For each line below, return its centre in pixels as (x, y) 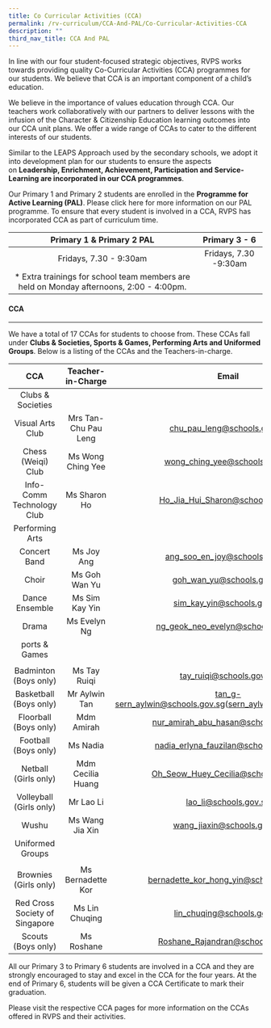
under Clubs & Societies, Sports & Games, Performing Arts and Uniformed (134, 343)
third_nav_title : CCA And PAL (59, 38)
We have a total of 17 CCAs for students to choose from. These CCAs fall (129, 334)
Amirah (86, 727)
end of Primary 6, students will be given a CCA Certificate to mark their (126, 984)
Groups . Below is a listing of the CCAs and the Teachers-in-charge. (121, 352)
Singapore (35, 924)
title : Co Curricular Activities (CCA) (75, 16)
